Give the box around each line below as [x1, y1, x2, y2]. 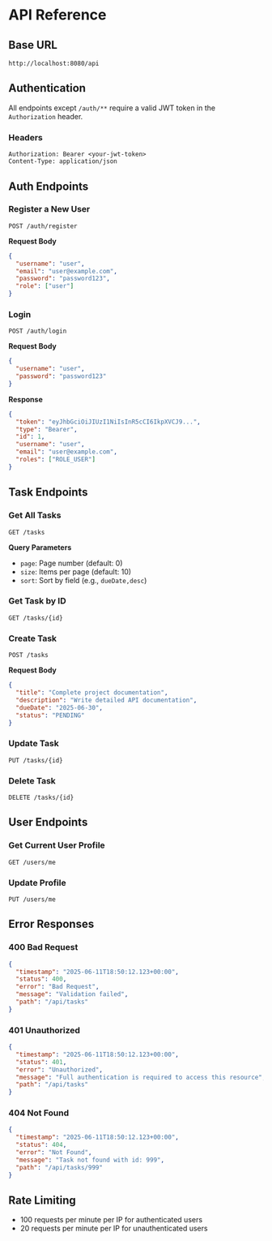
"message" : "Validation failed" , [15, 990, 129, 998]
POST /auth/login [8, 327, 67, 336]
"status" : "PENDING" [15, 711, 85, 719]
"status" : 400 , [15, 975, 67, 983]
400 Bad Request [8, 942, 79, 953]
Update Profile [8, 877, 66, 888]
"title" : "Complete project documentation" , [15, 689, 168, 697]
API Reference [8, 6, 107, 24]
